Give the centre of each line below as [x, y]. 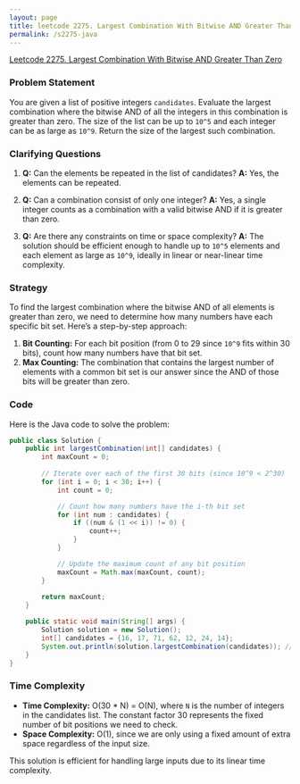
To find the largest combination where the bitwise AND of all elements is [142, 307]
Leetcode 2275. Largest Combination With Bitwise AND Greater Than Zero [146, 60]
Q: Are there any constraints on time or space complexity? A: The [143, 236]
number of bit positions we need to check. [100, 724]
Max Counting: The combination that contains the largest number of [148, 363]
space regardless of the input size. [86, 743]
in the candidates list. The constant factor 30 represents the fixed [142, 714]
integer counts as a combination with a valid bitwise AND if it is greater [152, 209]
